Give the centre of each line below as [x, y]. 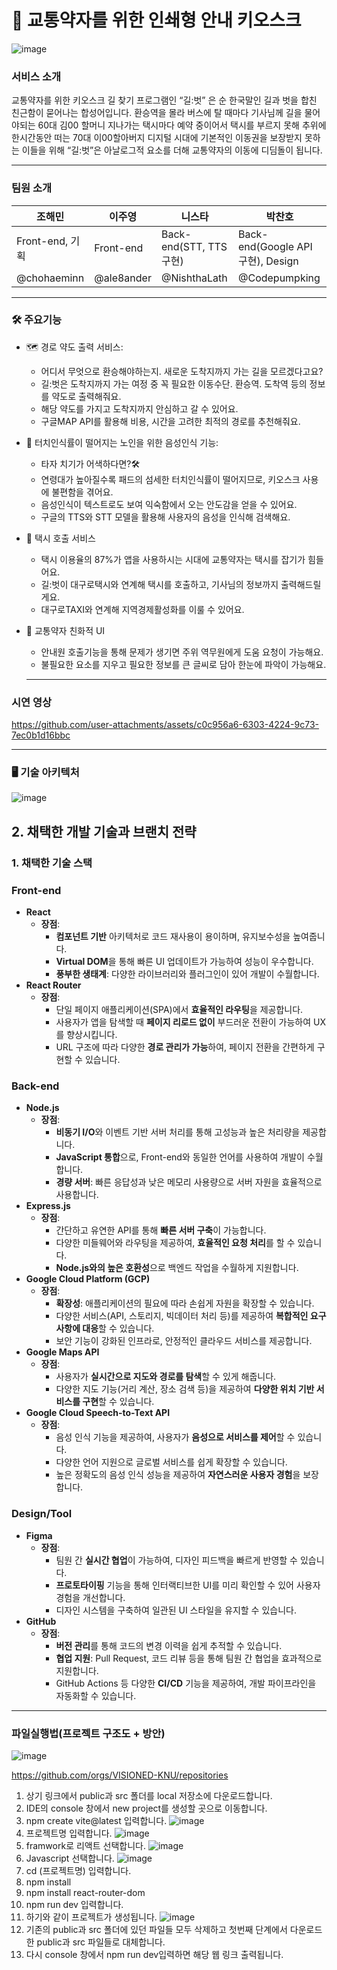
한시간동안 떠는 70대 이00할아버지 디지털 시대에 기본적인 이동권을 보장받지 [157, 138]
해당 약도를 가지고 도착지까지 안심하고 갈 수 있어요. [139, 408]
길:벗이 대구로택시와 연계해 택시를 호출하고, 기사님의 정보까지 [159, 584]
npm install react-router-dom [85, 1892]
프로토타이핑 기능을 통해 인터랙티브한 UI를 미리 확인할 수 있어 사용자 [188, 1585]
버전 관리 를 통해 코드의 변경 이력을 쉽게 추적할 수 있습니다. [169, 1645]
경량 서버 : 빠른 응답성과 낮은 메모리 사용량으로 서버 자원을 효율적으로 [189, 1182]
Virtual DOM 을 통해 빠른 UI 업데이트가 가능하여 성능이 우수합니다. [184, 962]
